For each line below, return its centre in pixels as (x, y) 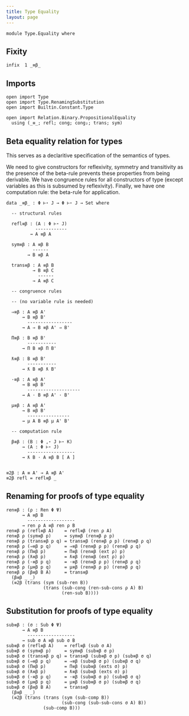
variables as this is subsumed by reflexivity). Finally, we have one (86, 186)
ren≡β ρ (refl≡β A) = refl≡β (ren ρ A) (59, 531)
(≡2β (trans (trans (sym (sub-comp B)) (61, 698)
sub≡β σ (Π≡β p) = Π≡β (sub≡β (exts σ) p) (67, 666)
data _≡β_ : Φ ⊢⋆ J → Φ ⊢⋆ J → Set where (58, 203)
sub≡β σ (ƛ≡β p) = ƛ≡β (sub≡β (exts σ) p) (67, 672)
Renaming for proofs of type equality (75, 496)
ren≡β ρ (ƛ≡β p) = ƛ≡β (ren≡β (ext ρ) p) (66, 556)
